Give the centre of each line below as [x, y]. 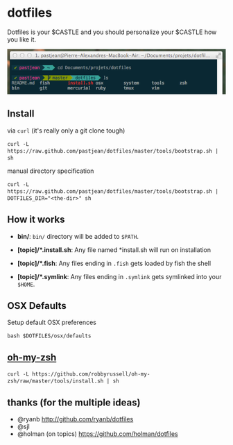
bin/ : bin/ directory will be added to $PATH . [78, 236]
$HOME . [26, 284]
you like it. [22, 39]
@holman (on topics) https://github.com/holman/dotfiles [97, 434]
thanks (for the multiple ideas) [74, 402]
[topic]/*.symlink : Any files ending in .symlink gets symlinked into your [119, 276]
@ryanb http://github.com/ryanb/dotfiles [75, 419]
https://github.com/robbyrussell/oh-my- [91, 374]
